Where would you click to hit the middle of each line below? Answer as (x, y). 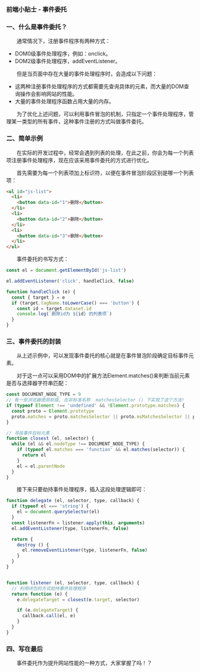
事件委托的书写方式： (43, 259)
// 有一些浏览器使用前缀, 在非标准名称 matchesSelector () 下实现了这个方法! (95, 400)
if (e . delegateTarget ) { (48, 610)
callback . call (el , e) (49, 616)
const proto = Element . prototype (53, 411)
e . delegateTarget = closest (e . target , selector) (78, 600)
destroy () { (33, 545)
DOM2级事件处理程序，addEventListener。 (68, 61)
